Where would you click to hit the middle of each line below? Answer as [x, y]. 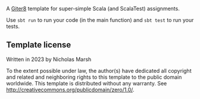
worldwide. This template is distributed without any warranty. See [87, 83]
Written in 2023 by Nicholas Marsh [49, 59]
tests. [13, 26]
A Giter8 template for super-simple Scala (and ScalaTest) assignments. [93, 9]
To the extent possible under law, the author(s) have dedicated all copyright [99, 71]
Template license [39, 45]
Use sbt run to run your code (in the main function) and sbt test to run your [100, 20]
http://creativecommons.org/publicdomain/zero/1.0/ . [71, 90]
